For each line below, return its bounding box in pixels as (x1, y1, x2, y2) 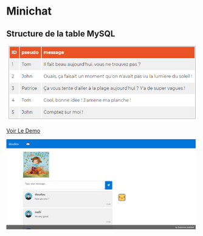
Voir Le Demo (6, 127, 41, 134)
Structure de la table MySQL (6, 29, 115, 39)
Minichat (6, 4, 52, 18)
